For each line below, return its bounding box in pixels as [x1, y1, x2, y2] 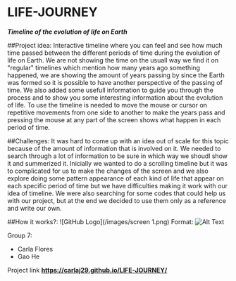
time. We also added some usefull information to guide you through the [7, 86, 213, 94]
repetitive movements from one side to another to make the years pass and [7, 108, 225, 117]
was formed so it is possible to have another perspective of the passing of [7, 78, 223, 86]
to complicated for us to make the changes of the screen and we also [7, 166, 209, 175]
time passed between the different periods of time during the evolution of [7, 48, 221, 57]
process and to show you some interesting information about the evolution [7, 93, 223, 102]
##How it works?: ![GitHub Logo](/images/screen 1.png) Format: [7, 217, 194, 226]
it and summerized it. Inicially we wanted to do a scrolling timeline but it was [7, 159, 228, 167]
